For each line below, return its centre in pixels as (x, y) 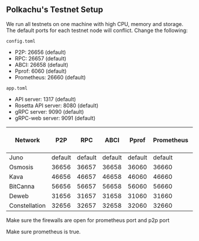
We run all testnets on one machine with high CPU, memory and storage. (95, 24)
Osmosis (21, 167)
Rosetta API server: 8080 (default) (57, 105)
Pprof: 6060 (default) (41, 71)
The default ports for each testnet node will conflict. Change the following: (97, 30)
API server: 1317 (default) (45, 99)
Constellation (28, 205)
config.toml (21, 41)
